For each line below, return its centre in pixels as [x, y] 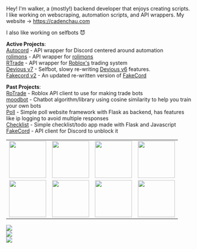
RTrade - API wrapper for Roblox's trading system [67, 63]
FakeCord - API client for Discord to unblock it [62, 131]
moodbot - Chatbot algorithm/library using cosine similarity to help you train [99, 99]
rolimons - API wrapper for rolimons [50, 56]
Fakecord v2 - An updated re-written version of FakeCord [76, 75]
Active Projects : [26, 44]
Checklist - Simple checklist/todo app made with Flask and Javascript [91, 124]
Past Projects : [24, 87]
